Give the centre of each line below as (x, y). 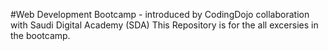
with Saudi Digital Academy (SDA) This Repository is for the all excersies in (164, 25)
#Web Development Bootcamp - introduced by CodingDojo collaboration (160, 14)
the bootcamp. (40, 35)
